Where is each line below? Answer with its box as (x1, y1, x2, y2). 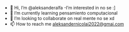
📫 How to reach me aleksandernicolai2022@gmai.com (9, 21, 124, 27)
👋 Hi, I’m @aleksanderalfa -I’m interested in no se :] (9, 5, 116, 10)
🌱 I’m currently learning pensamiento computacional (9, 10, 118, 16)
